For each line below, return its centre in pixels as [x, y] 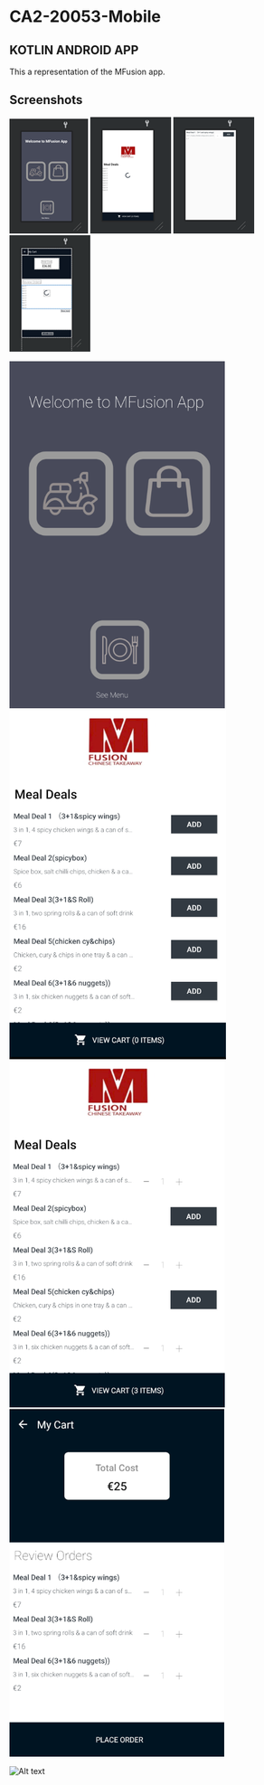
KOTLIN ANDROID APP [74, 50]
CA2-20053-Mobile [85, 17]
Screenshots [46, 100]
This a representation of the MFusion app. [87, 71]
